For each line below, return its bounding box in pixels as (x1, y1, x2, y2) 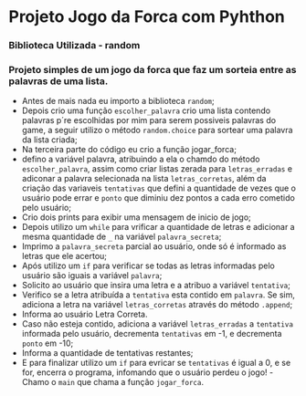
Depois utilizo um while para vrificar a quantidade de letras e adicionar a (21, 222, 295, 233)
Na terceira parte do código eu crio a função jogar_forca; (21, 144, 237, 155)
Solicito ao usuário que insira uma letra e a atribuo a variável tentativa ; (21, 280, 291, 291)
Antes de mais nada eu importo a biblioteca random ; (21, 96, 216, 107)
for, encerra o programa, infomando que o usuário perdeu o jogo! (21, 367, 268, 378)
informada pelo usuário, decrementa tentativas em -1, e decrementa (21, 328, 282, 339)
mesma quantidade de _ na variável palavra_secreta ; (21, 231, 222, 243)
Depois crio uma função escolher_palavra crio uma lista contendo (21, 105, 271, 116)
